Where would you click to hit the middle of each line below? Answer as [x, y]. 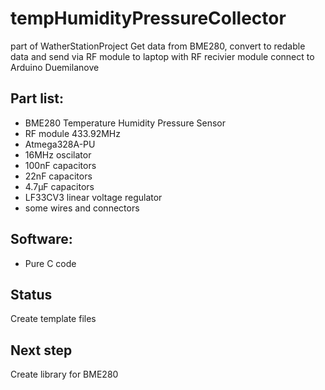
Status [31, 294]
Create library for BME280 [64, 374]
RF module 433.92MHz [72, 133]
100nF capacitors [60, 165]
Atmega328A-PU [60, 144]
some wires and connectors [82, 208]
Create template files [53, 319]
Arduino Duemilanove [55, 67]
